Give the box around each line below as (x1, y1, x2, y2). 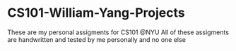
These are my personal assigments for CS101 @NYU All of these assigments (7, 28, 230, 36)
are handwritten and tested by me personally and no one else (7, 35, 186, 43)
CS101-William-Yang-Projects (7, 5, 185, 21)
